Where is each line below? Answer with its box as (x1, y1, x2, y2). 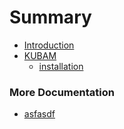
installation (38, 60, 84, 72)
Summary (9, 6, 92, 29)
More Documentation (9, 85, 115, 99)
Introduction (23, 39, 75, 51)
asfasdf (23, 108, 56, 120)
